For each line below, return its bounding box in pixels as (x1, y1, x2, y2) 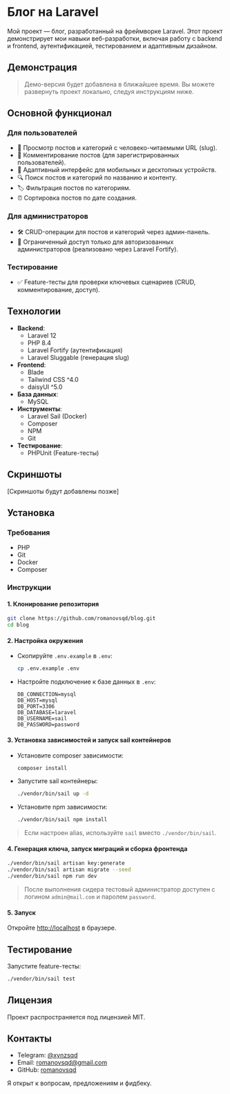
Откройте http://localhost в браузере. (7, 923, 117, 932)
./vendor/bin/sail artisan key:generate (7, 860, 126, 867)
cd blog (7, 622, 30, 628)
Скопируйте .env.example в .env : (17, 652, 113, 660)
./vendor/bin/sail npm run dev (7, 873, 97, 880)
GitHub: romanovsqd (17, 1066, 77, 1074)
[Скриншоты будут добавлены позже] (7, 487, 119, 495)
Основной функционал (7, 108, 113, 119)
